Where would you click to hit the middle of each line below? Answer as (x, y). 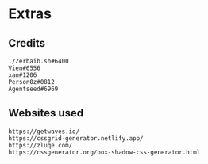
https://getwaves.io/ (44, 132)
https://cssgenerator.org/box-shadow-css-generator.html (104, 152)
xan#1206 (23, 75)
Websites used (46, 113)
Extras (30, 14)
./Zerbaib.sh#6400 (39, 61)
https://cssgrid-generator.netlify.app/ (76, 138)
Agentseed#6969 (33, 89)
